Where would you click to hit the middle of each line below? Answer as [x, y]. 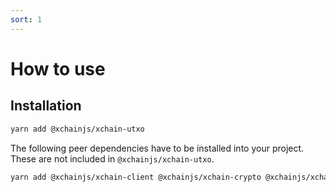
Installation [46, 106]
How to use [58, 68]
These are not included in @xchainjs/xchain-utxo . [112, 158]
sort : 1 [26, 19]
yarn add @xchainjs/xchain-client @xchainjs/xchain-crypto [136, 177]
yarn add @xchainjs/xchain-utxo [77, 129]
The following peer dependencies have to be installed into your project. [157, 148]
